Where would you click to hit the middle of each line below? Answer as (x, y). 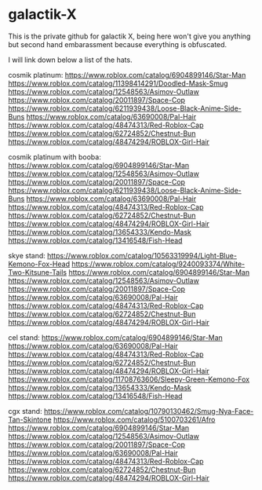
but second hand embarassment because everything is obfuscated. (118, 44)
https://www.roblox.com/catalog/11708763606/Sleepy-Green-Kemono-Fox (129, 379)
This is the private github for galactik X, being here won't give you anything (129, 36)
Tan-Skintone (30, 419)
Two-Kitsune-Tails (38, 272)
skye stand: (27, 255)
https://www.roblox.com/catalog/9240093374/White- (158, 264)
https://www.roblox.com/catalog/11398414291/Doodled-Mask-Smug (118, 83)
